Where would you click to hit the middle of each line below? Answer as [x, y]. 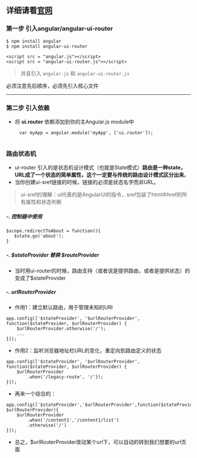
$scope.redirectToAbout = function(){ [53, 231]
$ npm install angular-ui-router [47, 46]
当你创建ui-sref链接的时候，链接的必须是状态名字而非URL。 [87, 182]
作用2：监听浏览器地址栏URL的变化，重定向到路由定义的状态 [88, 351]
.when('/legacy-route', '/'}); [65, 377]
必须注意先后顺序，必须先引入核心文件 [52, 86]
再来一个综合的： [35, 394]
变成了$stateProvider [40, 278]
